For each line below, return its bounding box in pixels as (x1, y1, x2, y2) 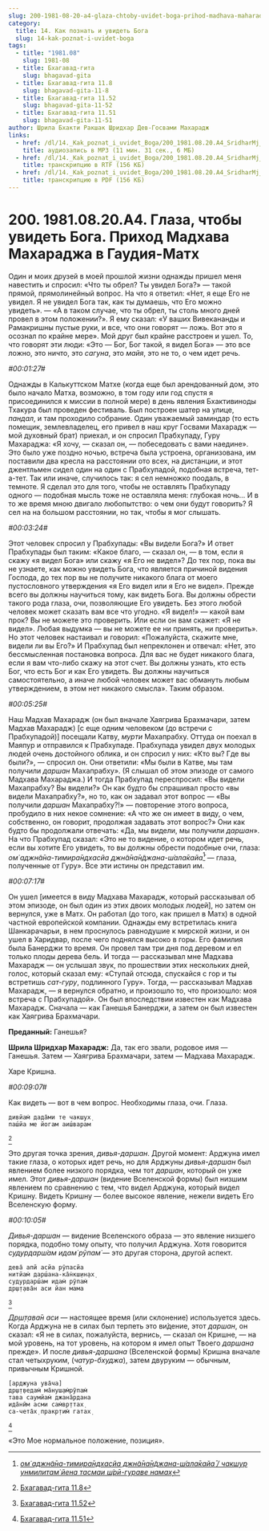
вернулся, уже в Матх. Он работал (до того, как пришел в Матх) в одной (8, 909, 257, 919)
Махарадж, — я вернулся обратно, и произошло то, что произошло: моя (8, 986, 258, 996)
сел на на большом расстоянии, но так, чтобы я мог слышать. (8, 507, 222, 516)
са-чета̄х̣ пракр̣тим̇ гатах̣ (8, 1407, 91, 1416)
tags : (8, 42, 26, 50)
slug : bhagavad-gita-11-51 (22, 116, 113, 125)
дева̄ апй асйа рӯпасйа (8, 1264, 84, 1272)
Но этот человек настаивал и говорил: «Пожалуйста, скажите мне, (8, 632, 239, 642)
